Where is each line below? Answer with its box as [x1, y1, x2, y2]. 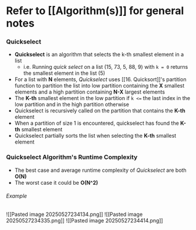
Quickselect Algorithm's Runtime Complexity [6, 153, 138, 161]
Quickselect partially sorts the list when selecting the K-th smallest [14, 132, 177, 139]
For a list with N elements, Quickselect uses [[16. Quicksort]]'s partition [14, 76, 187, 83]
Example [6, 192, 28, 199]
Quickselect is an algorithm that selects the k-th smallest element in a [14, 51, 184, 58]
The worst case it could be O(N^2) [14, 179, 99, 186]
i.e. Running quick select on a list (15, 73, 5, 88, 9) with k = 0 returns [23, 64, 188, 71]
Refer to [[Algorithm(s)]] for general [6, 4, 184, 18]
